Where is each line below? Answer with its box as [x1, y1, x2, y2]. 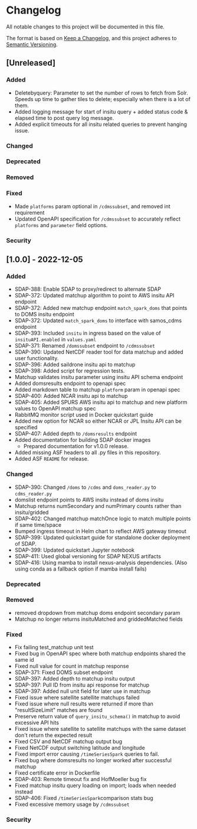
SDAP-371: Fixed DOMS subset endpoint [14, 669, 113, 676]
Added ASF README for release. [14, 455, 89, 462]
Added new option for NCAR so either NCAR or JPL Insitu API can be [14, 417, 182, 425]
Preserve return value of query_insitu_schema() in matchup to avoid [14, 713, 180, 720]
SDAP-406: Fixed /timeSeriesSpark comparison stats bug [14, 795, 153, 802]
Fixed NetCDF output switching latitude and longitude [14, 744, 146, 752]
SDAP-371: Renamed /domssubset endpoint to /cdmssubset [14, 342, 155, 349]
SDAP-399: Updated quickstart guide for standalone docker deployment [14, 533, 191, 541]
